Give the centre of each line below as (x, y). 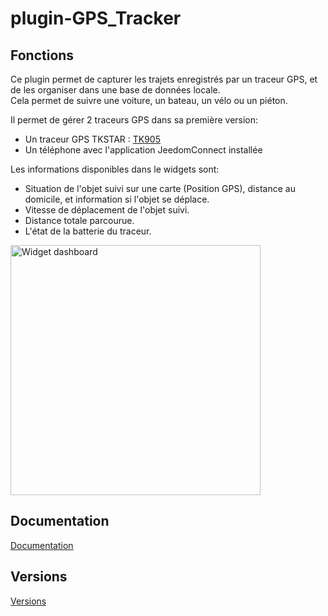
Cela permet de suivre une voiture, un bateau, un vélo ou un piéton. (149, 100)
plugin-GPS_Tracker (96, 18)
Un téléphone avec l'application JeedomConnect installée (143, 150)
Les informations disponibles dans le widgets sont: (115, 169)
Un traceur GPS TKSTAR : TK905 (92, 139)
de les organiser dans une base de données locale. (115, 90)
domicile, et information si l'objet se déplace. (117, 199)
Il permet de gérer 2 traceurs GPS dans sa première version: (134, 120)
